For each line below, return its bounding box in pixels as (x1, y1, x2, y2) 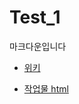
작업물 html (23, 82, 69, 95)
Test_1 (9, 6, 61, 29)
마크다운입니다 (9, 40, 67, 52)
